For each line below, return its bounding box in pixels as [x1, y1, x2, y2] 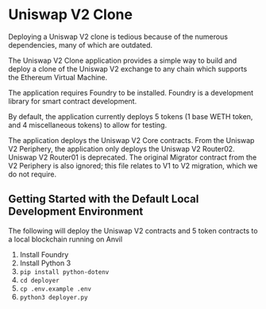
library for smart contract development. [8, 96, 137, 106]
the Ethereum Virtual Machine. [8, 72, 108, 82]
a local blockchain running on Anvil [8, 234, 123, 244]
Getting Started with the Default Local [8, 192, 199, 206]
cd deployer [19, 276, 60, 284]
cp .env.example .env [19, 284, 91, 293]
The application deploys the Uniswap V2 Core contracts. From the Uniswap [8, 135, 255, 145]
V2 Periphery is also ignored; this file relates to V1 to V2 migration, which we [8, 160, 258, 170]
